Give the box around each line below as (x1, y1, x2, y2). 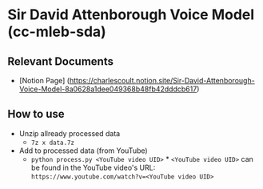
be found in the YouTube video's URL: (30, 163, 156, 172)
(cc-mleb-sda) (7, 22, 107, 41)
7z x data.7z (30, 139, 75, 147)
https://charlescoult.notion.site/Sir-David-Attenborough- (69, 76, 255, 85)
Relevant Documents (7, 54, 114, 68)
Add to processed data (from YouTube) (18, 146, 149, 155)
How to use (7, 107, 65, 121)
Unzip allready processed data (18, 128, 121, 138)
